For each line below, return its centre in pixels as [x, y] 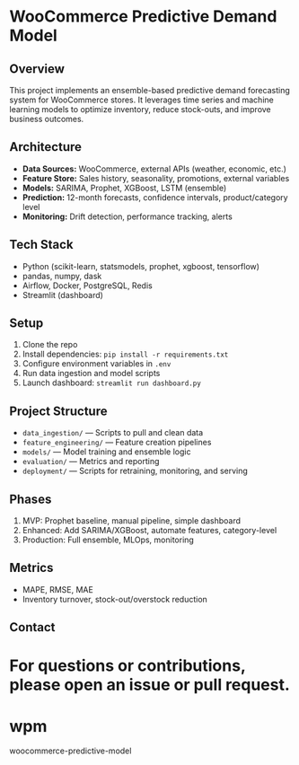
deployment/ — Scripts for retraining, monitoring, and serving [135, 471]
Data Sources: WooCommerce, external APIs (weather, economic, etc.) [154, 169]
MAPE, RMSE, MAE [58, 589]
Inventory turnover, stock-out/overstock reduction [115, 599]
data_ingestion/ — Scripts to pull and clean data [113, 433]
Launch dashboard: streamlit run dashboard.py [112, 382]
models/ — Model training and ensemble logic [106, 452]
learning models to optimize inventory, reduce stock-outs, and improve [140, 109]
